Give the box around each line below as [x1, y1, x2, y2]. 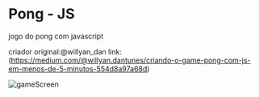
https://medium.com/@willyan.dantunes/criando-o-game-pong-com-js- [10, 55, 251, 65]
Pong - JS [8, 5, 75, 23]
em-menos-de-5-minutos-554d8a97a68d [8, 63, 148, 73]
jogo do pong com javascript [8, 31, 104, 41]
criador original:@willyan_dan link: [8, 46, 123, 56]
